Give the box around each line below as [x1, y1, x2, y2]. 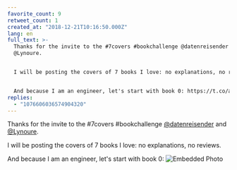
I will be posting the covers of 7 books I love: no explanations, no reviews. [7, 141, 221, 150]
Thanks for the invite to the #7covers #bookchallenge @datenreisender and [7, 120, 227, 128]
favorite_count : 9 [7, 10, 61, 18]
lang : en [7, 30, 33, 37]
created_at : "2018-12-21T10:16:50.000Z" [7, 23, 128, 30]
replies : [7, 94, 33, 101]
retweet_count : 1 [7, 17, 59, 24]
